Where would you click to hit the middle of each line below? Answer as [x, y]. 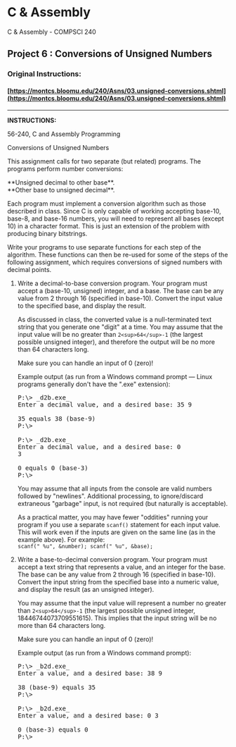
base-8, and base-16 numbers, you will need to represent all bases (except [116, 218]
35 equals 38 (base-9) [57, 419]
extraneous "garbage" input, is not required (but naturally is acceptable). [123, 504]
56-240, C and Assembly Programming [64, 134]
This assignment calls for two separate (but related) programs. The [104, 161]
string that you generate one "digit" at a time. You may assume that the [120, 327]
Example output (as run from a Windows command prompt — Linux [115, 377]
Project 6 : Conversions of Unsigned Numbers [110, 54]
